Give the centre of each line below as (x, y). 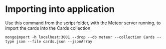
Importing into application (60, 9)
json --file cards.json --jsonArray (54, 41)
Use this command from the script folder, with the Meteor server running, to (83, 23)
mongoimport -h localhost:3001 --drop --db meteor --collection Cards (80, 37)
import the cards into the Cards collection (48, 28)
